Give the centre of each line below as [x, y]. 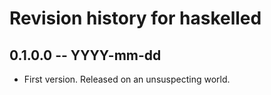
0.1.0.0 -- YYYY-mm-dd [85, 55]
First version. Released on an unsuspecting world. [127, 79]
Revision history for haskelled [135, 18]
